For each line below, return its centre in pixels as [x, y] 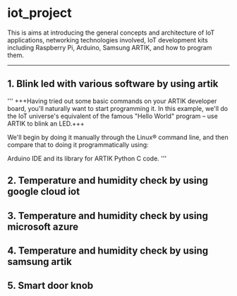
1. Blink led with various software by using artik [113, 84]
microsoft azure [43, 226]
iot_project [39, 13]
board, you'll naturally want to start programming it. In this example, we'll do [117, 108]
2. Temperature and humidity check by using [108, 180]
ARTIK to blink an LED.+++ [46, 123]
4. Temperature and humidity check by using [108, 250]
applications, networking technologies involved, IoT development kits [108, 40]
